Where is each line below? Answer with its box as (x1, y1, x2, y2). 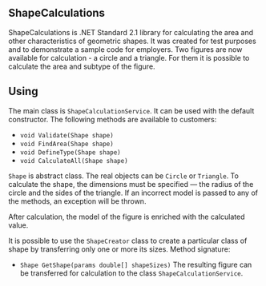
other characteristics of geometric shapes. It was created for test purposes (8, 36, 256, 46)
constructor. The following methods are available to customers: (8, 114, 217, 124)
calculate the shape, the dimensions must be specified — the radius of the (8, 179, 254, 189)
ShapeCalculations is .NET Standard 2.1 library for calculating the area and (8, 27, 254, 37)
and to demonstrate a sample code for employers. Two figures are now (8, 44, 243, 54)
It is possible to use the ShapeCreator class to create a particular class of (8, 236, 248, 245)
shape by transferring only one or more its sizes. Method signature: (8, 244, 231, 254)
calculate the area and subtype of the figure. (8, 62, 155, 71)
